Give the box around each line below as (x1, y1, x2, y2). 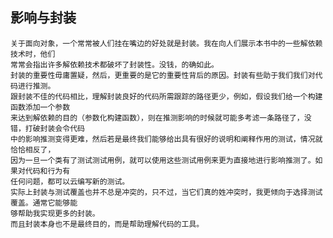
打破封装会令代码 (24, 123, 85, 133)
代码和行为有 (24, 166, 71, 176)
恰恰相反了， (10, 144, 56, 155)
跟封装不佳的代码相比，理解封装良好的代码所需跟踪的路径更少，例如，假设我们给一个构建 (10, 91, 323, 102)
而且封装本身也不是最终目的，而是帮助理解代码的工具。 (10, 219, 205, 229)
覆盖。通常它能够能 (10, 198, 78, 208)
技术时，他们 (10, 49, 56, 59)
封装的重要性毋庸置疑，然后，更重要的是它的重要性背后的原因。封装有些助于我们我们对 (10, 70, 316, 80)
